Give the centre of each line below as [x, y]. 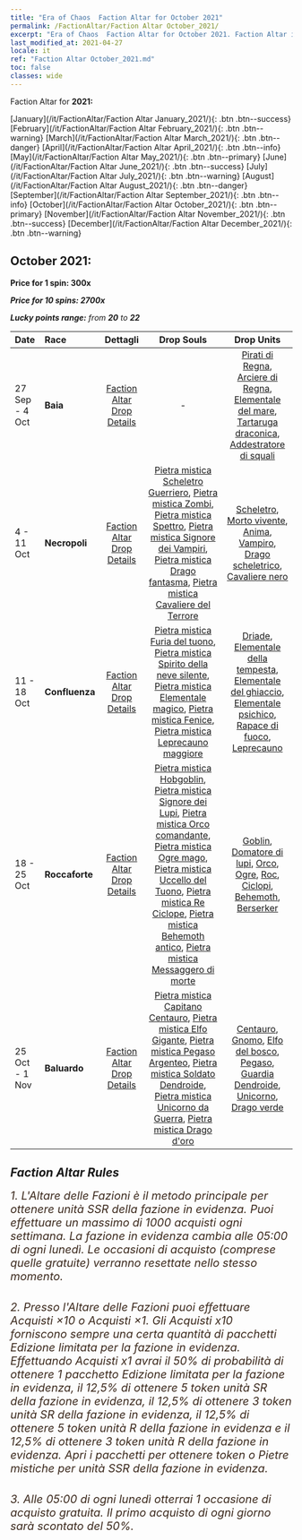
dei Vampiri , [183, 548]
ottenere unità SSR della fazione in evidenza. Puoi [142, 1209]
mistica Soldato [183, 1073]
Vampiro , [257, 543]
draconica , [258, 433]
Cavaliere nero [257, 576]
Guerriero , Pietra [183, 492]
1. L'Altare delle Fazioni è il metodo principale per [139, 1196]
